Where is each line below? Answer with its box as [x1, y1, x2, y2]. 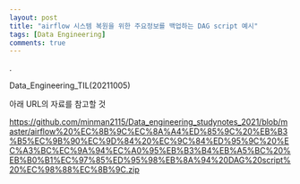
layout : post [9, 13, 58, 22]
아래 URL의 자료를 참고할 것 [9, 99, 106, 110]
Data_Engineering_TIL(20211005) [9, 80, 132, 91]
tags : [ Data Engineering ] [9, 30, 106, 39]
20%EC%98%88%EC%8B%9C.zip [9, 164, 141, 175]
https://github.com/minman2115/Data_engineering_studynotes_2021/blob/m [9, 117, 288, 127]
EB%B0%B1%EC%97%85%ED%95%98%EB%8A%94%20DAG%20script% [9, 154, 291, 166]
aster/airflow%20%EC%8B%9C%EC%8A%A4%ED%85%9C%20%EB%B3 [9, 127, 288, 137]
